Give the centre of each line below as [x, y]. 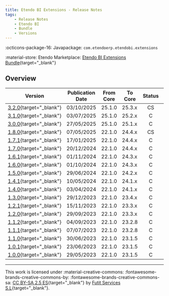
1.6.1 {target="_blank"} [35, 157]
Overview [21, 79]
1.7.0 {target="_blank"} [35, 148]
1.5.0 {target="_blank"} [35, 173]
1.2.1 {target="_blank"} [35, 205]
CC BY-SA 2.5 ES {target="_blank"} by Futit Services [66, 282]
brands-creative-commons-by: [37, 277]
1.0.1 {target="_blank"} [35, 246]
